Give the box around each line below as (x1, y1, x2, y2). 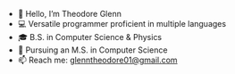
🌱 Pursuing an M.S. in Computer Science (17, 45, 168, 55)
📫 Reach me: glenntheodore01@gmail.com (17, 54, 178, 65)
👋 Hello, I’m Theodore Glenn (17, 9, 122, 19)
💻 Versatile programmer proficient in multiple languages (17, 19, 226, 29)
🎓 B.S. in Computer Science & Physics (17, 32, 163, 42)
